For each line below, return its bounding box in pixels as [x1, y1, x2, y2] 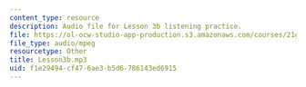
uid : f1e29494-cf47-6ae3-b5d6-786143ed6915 [9, 64, 178, 73]
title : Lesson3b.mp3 [9, 55, 88, 64]
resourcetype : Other [9, 47, 88, 56]
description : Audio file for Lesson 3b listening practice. [9, 22, 243, 31]
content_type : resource [9, 13, 100, 23]
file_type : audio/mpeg [9, 38, 96, 48]
